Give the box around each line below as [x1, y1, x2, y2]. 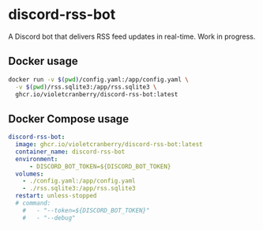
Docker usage [8, 55, 78, 68]
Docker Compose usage [8, 112, 129, 126]
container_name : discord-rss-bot [15, 148, 126, 156]
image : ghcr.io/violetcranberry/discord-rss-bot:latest [15, 141, 203, 149]
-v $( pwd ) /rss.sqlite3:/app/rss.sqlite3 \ [15, 83, 157, 91]
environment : [15, 155, 58, 163]
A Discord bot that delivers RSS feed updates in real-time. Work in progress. [8, 32, 256, 41]
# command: [15, 199, 51, 207]
